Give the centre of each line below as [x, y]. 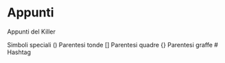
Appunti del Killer [32, 32]
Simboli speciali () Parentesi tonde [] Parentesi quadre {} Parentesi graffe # [113, 45]
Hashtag [19, 52]
